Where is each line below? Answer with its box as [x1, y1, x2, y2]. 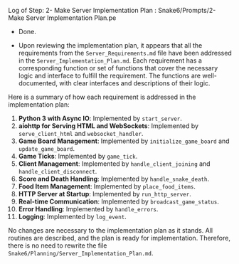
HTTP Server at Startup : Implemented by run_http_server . [18, 190, 191, 198]
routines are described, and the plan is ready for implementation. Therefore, [8, 234, 230, 242]
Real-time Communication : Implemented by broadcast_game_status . [18, 197, 220, 206]
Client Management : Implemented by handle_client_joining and [18, 159, 211, 168]
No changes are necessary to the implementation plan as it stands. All [8, 226, 213, 234]
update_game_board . [18, 144, 75, 152]
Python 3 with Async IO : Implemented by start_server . [18, 114, 182, 122]
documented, [18, 79, 58, 88]
